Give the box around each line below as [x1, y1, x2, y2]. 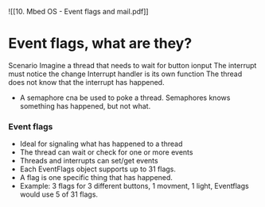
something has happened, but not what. [19, 101, 151, 110]
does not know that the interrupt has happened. [8, 77, 165, 86]
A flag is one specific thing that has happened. [19, 173, 173, 182]
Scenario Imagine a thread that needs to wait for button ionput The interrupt [8, 60, 257, 70]
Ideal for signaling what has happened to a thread [19, 139, 183, 149]
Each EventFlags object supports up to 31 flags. [19, 164, 177, 174]
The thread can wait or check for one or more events [19, 148, 193, 157]
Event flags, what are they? [8, 35, 193, 52]
